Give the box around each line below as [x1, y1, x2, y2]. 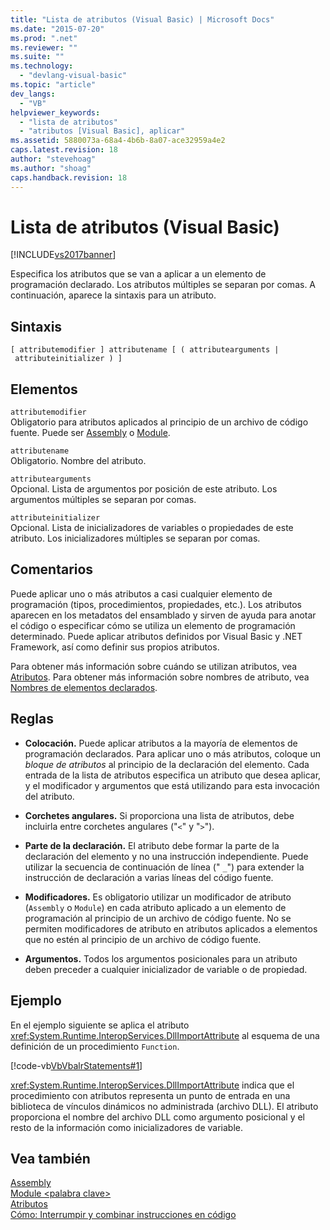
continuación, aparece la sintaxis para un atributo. [10, 289, 217, 301]
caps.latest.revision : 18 [10, 145, 118, 155]
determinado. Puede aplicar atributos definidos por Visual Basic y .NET [10, 630, 303, 642]
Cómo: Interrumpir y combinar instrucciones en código [10, 1209, 237, 1221]
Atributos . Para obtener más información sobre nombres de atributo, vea [10, 671, 310, 683]
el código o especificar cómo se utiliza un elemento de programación [10, 619, 296, 631]
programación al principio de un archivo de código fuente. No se [24, 912, 292, 924]
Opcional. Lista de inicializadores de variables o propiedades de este [10, 522, 294, 534]
